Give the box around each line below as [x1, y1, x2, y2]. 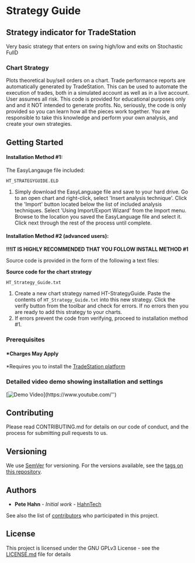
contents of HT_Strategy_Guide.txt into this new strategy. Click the [14, 296, 176, 303]
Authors [6, 485, 37, 495]
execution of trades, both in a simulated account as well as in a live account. [6, 89, 190, 96]
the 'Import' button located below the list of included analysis [14, 201, 162, 208]
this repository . [6, 468, 43, 475]
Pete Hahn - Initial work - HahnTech [14, 500, 102, 507]
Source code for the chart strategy [6, 268, 92, 275]
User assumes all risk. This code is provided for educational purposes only [6, 95, 186, 103]
